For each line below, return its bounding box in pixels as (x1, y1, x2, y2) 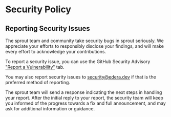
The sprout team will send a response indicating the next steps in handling (5, 89, 162, 95)
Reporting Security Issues (5, 24, 91, 33)
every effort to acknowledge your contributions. (5, 49, 106, 54)
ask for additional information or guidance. (5, 106, 95, 111)
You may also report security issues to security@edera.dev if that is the (5, 74, 156, 80)
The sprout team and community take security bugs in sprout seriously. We (5, 37, 164, 44)
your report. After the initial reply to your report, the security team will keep (5, 95, 164, 101)
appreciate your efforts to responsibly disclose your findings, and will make (5, 43, 164, 49)
